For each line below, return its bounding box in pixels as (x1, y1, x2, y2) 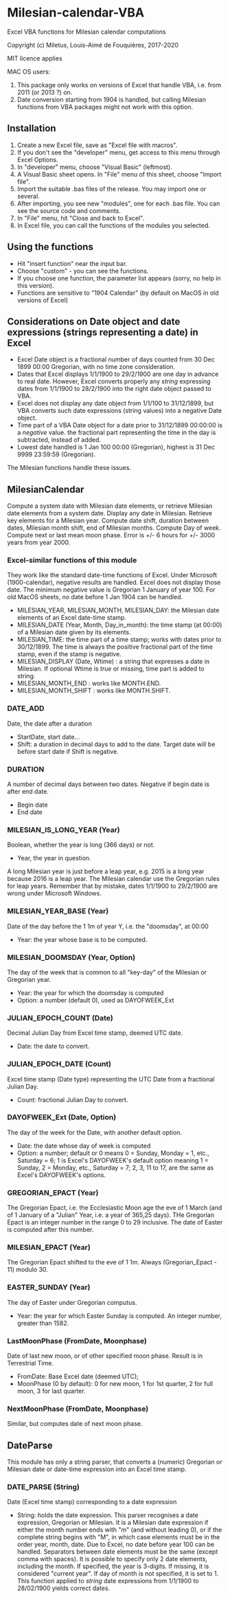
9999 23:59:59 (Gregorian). (16, 450, 96, 458)
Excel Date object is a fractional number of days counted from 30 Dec (16, 355, 215, 364)
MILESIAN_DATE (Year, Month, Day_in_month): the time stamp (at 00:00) (16, 620, 222, 629)
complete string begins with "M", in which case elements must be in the (16, 1533, 220, 1541)
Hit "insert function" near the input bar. (16, 259, 128, 267)
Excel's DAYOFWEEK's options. (16, 1170, 106, 1179)
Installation (7, 122, 56, 135)
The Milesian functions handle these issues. (7, 464, 132, 472)
